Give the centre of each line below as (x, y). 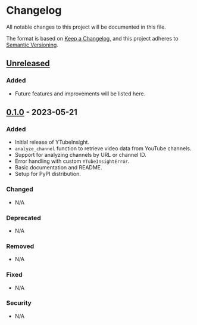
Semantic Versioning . (32, 45)
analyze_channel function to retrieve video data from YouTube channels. (103, 148)
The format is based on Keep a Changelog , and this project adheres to (92, 38)
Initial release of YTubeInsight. (52, 142)
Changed (20, 190)
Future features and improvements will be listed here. (80, 94)
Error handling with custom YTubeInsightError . (72, 161)
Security (19, 303)
